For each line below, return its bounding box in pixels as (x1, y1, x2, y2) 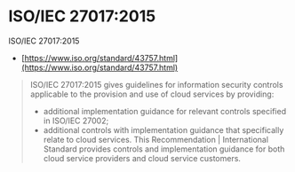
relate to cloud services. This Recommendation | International (43, 134, 268, 145)
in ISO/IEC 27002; (43, 115, 109, 126)
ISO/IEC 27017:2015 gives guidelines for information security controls (29, 79, 283, 90)
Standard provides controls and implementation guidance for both (43, 144, 285, 154)
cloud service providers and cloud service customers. (43, 152, 242, 163)
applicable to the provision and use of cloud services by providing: (29, 89, 275, 99)
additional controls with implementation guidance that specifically (43, 124, 284, 135)
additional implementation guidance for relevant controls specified (43, 106, 286, 116)
